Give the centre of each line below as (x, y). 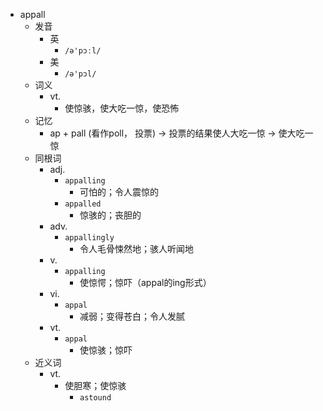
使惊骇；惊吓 (106, 350)
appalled (83, 204)
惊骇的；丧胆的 (110, 215)
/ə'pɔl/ (80, 74)
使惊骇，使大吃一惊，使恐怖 (122, 108)
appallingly (89, 238)
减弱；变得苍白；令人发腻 (132, 316)
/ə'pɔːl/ (83, 51)
